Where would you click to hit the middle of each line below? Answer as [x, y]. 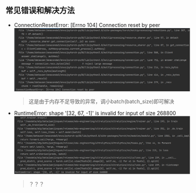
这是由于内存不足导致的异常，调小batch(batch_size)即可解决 [102, 101]
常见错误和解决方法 [40, 11]
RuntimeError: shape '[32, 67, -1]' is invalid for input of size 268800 [95, 113]
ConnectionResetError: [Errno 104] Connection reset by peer [87, 25]
